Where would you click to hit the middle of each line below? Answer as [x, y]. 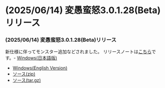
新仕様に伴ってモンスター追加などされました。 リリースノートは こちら [78, 52]
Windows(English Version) [40, 68]
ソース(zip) [24, 74]
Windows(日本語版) [37, 58]
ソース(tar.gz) [27, 80]
